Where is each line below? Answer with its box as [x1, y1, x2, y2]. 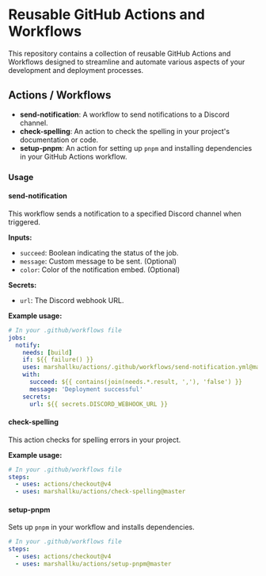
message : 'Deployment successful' [28, 385, 144, 394]
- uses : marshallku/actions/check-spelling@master [15, 488, 186, 496]
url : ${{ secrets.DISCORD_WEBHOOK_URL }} [28, 400, 169, 408]
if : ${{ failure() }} [22, 355, 93, 364]
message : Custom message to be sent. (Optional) [19, 256, 177, 266]
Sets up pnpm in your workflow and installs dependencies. [8, 522, 196, 532]
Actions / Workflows [8, 89, 112, 102]
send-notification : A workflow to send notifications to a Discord [19, 109, 230, 119]
